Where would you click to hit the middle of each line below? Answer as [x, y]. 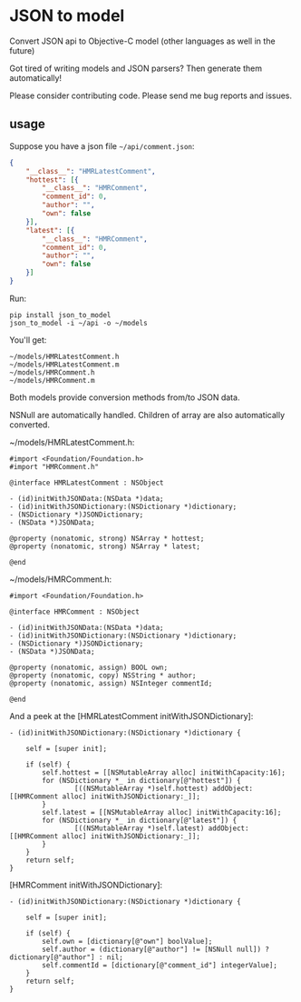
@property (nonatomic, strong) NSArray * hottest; [107, 538]
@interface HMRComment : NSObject [75, 611]
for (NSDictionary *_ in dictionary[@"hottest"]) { [142, 780]
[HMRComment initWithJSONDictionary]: [86, 885]
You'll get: [28, 340]
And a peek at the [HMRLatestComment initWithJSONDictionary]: [131, 716]
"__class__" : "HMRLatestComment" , [91, 171]
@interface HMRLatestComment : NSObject [87, 483]
